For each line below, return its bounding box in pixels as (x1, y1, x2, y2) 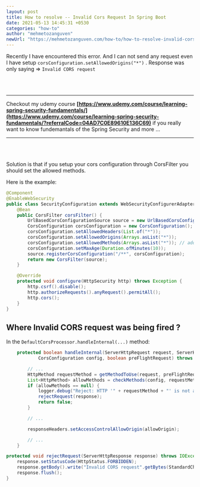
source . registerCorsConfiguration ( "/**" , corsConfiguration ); (27, 251, 185, 257)
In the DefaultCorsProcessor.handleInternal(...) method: (6, 338, 150, 345)
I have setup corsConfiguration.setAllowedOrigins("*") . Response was (6, 59, 185, 66)
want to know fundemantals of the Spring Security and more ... (6, 126, 161, 133)
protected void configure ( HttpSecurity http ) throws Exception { (17, 278, 183, 285)
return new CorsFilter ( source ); (27, 257, 108, 263)
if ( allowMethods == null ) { (27, 382, 100, 389)
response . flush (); (17, 470, 62, 476)
